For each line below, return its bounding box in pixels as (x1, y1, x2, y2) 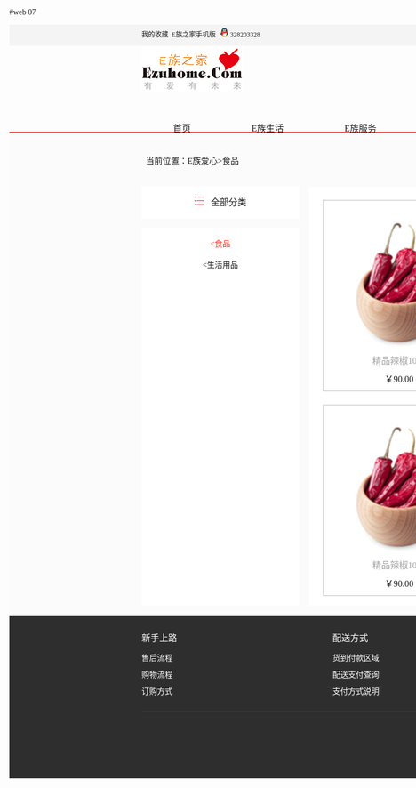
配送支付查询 (332, 670, 380, 679)
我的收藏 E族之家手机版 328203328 (141, 30, 260, 39)
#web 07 (9, 8, 36, 17)
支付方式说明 (332, 687, 380, 696)
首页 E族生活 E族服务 (172, 124, 377, 133)
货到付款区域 (332, 653, 380, 663)
